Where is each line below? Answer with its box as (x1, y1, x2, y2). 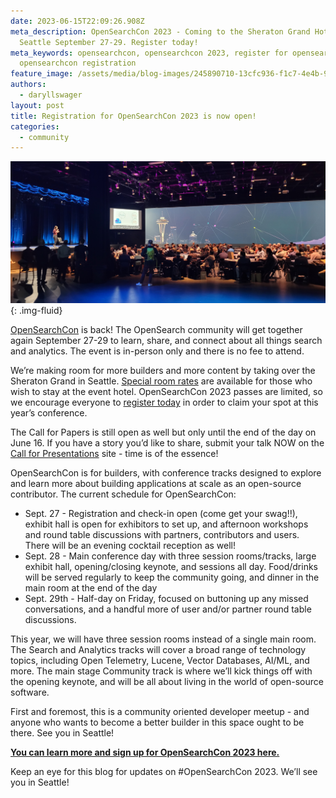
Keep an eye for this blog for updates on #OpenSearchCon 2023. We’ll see (10, 766, 318, 778)
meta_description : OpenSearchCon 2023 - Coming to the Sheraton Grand (10, 26, 311, 37)
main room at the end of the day (24, 582, 158, 594)
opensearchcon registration (19, 58, 137, 69)
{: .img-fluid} (10, 305, 63, 317)
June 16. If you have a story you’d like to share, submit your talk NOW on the (10, 437, 325, 449)
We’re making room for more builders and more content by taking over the (10, 365, 316, 377)
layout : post (10, 100, 65, 110)
